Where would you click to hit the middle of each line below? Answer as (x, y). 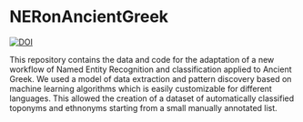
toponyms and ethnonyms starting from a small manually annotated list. (143, 107)
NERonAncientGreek (89, 17)
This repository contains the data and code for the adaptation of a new (142, 59)
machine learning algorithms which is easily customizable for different (141, 88)
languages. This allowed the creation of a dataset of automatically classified (152, 98)
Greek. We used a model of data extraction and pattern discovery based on (151, 78)
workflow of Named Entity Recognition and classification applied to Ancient (151, 69)
